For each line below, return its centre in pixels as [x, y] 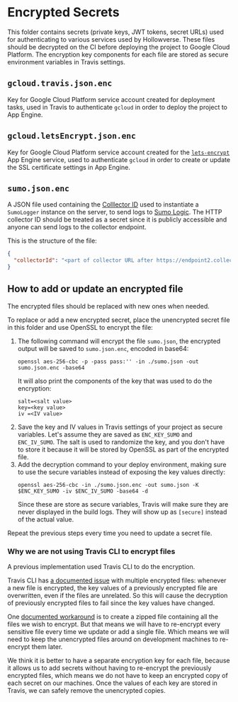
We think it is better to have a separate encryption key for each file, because [119, 661]
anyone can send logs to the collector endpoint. [77, 227]
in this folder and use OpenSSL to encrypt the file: [80, 327]
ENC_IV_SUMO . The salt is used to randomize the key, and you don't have [121, 442]
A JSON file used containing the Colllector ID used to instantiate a [103, 205]
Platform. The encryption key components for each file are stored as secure [118, 54]
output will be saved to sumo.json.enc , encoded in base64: [103, 348]
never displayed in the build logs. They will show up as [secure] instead [122, 512]
